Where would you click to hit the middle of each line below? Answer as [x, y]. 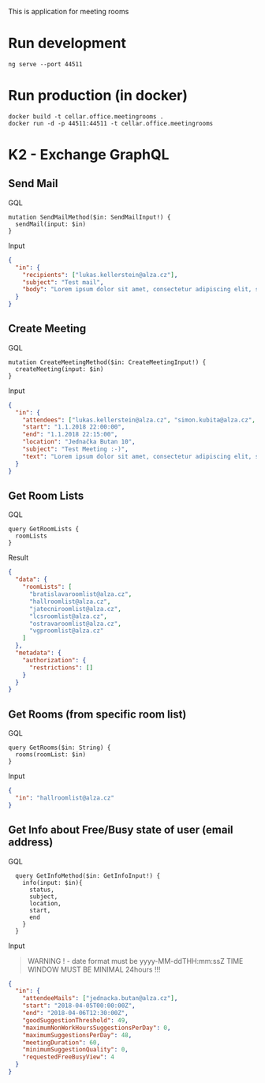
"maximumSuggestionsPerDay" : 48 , [77, 1035]
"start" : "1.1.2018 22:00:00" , [74, 427]
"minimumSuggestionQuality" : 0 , [75, 1050]
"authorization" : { [54, 660]
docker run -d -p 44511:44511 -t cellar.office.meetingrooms [111, 123]
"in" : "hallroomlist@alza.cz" [65, 798]
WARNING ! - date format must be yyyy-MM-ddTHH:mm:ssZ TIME [135, 961]
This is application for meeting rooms [69, 11]
